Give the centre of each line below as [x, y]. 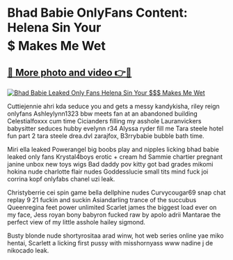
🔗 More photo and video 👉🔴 [70, 72]
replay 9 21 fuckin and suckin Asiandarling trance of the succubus [102, 200]
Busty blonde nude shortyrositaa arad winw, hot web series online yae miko [115, 236]
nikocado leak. [28, 250]
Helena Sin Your [54, 28]
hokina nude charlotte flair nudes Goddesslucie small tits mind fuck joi [108, 171]
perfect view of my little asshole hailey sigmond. [77, 222]
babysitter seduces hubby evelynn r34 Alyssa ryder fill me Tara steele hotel [115, 128]
